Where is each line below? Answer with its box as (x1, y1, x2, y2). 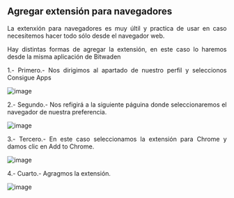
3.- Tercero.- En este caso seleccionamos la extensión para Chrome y (7, 135, 227, 143)
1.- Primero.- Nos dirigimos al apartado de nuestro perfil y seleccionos (7, 66, 227, 74)
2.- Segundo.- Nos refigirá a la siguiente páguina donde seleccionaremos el (7, 100, 227, 109)
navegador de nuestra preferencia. (7, 107, 107, 116)
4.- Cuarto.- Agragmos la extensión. (7, 169, 111, 177)
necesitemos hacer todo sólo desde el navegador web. (7, 31, 165, 40)
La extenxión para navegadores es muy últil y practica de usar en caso (7, 24, 227, 32)
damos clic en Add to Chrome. (7, 142, 95, 151)
